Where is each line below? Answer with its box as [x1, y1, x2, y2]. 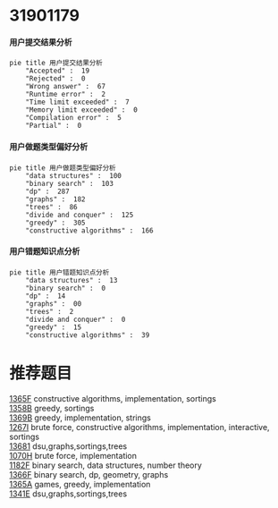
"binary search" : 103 [25, 179, 114, 188]
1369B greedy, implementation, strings [9, 412, 152, 423]
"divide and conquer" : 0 [25, 315, 126, 324]
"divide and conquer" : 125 [25, 210, 134, 219]
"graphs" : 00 [25, 299, 82, 309]
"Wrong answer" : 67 [25, 82, 105, 91]
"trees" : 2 [25, 307, 74, 316]
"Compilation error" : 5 [25, 114, 122, 123]
